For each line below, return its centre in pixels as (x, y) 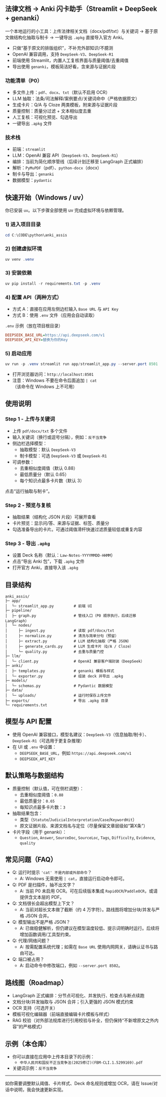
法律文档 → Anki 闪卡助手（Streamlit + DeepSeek (81, 9)
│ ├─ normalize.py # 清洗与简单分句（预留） (62, 636)
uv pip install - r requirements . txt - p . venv (53, 284)
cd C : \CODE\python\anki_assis (36, 235)
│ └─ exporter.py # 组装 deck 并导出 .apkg (64, 676)
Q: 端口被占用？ (28, 959)
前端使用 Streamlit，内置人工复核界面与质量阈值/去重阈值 (70, 60)
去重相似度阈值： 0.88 (41, 795)
